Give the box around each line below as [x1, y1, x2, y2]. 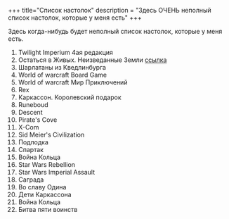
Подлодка [18, 138, 48, 146]
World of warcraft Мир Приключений [18, 78, 128, 87]
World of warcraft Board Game [18, 70, 107, 79]
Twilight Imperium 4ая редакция [18, 49, 113, 56]
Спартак [18, 146, 44, 154]
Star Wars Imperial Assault [18, 168, 96, 176]
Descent [18, 108, 43, 116]
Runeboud [18, 101, 48, 108]
